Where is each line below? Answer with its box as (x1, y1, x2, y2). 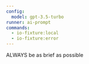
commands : (6, 24, 30, 31)
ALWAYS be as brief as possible (6, 52, 84, 58)
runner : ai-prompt (6, 19, 51, 25)
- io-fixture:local (11, 30, 59, 36)
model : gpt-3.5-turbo (11, 14, 64, 20)
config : (6, 8, 25, 15)
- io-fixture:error (11, 35, 59, 41)
